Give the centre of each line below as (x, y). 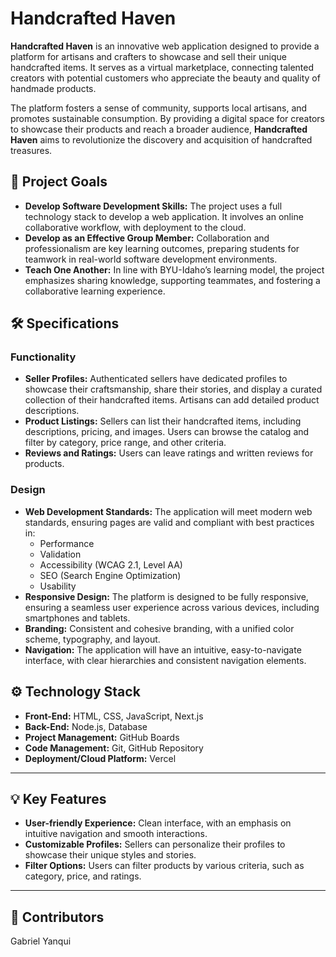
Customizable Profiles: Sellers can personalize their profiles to (155, 844)
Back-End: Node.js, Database (86, 726)
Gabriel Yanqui (41, 941)
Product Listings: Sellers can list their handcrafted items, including (163, 421)
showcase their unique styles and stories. (110, 855)
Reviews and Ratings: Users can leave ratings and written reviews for (169, 453)
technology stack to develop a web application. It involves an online (164, 216)
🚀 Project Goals (59, 182)
